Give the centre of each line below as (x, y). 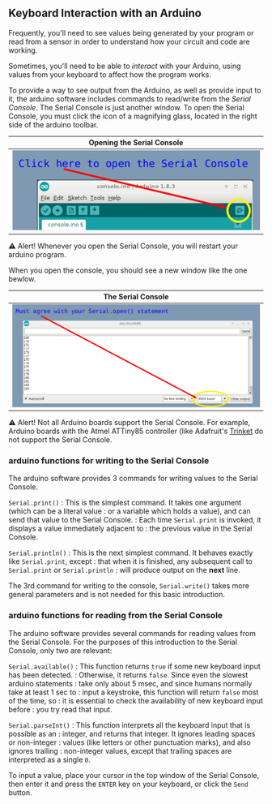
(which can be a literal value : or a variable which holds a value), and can (130, 511)
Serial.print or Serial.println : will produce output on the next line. (124, 570)
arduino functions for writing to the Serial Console (109, 461)
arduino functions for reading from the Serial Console (116, 616)
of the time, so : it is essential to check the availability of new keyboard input (136, 700)
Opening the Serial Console (136, 143)
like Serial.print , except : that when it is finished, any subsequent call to (130, 561)
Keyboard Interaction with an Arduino (105, 13)
